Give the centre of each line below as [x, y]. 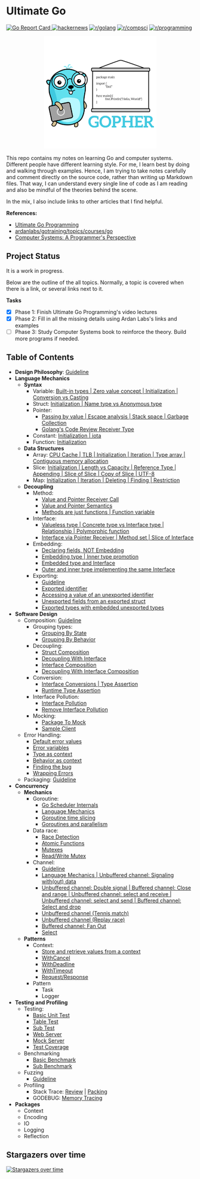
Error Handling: [42, 735]
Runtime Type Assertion [71, 690]
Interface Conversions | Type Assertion [90, 684]
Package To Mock [64, 722]
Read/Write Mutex [64, 856]
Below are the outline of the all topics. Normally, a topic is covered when [95, 282]
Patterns [35, 939]
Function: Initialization [59, 442]
